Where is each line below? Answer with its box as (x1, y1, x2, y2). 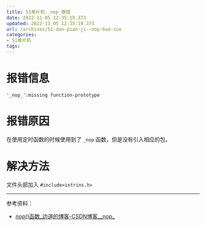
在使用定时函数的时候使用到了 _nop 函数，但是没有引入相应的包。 (6, 135, 171, 143)
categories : (6, 32, 37, 38)
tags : (6, 43, 20, 50)
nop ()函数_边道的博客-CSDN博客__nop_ (15, 213, 115, 220)
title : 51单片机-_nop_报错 (6, 9, 71, 15)
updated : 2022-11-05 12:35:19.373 (6, 20, 95, 26)
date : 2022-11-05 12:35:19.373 (6, 15, 86, 21)
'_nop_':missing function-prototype (6, 92, 100, 98)
